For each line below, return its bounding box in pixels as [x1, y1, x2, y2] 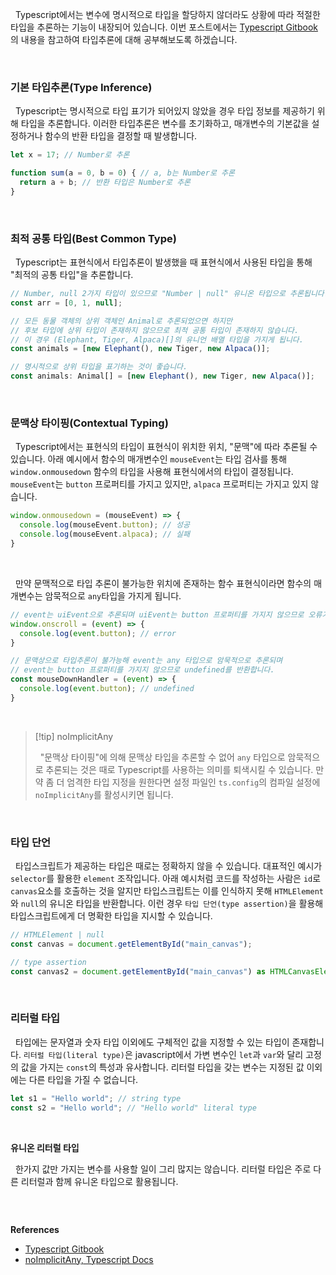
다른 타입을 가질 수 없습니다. [28, 1073, 139, 1085]
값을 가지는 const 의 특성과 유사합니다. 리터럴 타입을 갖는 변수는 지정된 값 [20, 1061, 305, 1073]
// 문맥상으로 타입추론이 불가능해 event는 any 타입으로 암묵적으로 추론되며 [10, 656, 283, 666]
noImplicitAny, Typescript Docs [24, 1253, 154, 1265]
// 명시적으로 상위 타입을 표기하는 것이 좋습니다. [10, 362, 188, 372]
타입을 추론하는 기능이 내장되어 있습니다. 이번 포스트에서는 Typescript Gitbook [10, 21, 318, 33]
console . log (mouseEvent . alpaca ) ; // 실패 [19, 529, 190, 540]
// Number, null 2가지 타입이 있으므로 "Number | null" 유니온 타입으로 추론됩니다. [10, 289, 329, 299]
